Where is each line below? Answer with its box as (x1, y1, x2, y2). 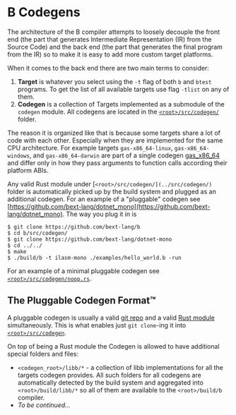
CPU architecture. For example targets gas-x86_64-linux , (7, 143, 173, 152)
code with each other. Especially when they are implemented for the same (7, 136, 223, 145)
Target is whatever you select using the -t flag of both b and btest (17, 77, 212, 85)
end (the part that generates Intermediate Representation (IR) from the (7, 35, 212, 43)
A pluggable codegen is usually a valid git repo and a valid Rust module (7, 313, 216, 322)
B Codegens (7, 4, 81, 20)
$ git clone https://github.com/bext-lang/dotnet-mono (7, 236, 172, 243)
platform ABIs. (7, 166, 49, 174)
